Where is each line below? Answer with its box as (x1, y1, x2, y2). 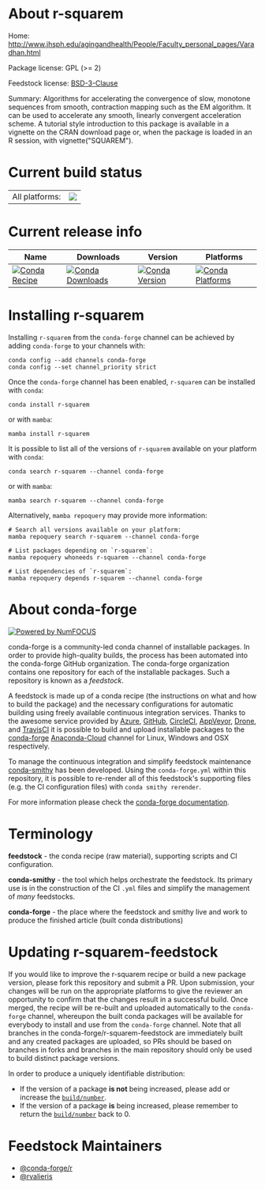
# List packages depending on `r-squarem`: (8, 547, 154, 555)
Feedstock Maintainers (8, 1137, 162, 1155)
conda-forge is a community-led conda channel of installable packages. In (8, 642, 250, 651)
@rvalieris (19, 1172, 53, 1181)
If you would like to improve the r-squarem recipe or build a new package (8, 969, 246, 979)
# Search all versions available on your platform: (8, 525, 181, 534)
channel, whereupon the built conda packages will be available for (27, 1011, 243, 1020)
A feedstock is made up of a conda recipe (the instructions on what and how (8, 691, 257, 700)
